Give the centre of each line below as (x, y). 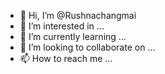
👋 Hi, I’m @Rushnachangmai (78, 15)
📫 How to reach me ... (66, 58)
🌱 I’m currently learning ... (73, 36)
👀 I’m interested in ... (62, 26)
